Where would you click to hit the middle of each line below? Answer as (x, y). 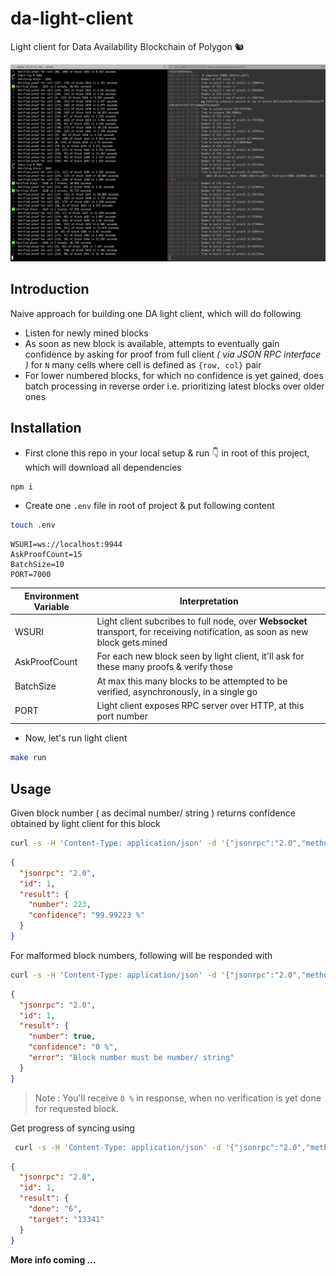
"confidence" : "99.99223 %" (86, 915)
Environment (52, 596)
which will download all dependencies (103, 467)
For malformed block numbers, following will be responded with (141, 955)
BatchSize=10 (37, 565)
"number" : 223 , (60, 905)
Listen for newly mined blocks (86, 333)
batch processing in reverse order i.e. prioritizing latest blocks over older (174, 386)
